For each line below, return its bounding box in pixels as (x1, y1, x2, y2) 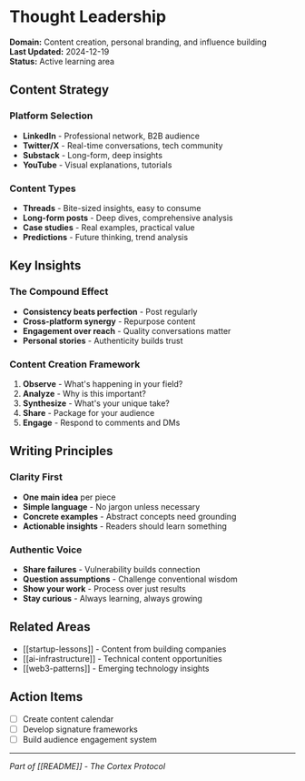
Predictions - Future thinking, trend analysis (22, 231, 189, 242)
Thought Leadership (9, 6, 166, 27)
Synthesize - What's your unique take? (22, 398, 170, 409)
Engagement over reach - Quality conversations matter (22, 325, 231, 336)
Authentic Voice (9, 543, 83, 556)
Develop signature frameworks (22, 724, 138, 735)
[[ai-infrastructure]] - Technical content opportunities (22, 653, 222, 664)
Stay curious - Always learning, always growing (22, 593, 202, 603)
